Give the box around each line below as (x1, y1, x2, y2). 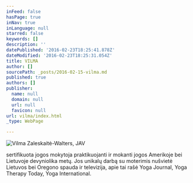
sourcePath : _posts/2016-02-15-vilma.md (6, 69, 108, 75)
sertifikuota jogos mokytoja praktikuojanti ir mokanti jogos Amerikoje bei (6, 151, 182, 158)
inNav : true (6, 19, 36, 25)
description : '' (6, 42, 46, 48)
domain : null (11, 96, 44, 102)
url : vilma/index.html (6, 113, 62, 119)
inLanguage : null (6, 25, 49, 31)
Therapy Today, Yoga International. (6, 170, 92, 177)
